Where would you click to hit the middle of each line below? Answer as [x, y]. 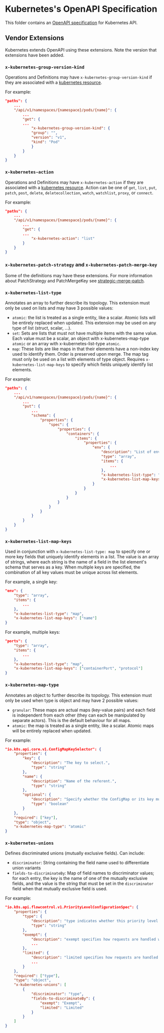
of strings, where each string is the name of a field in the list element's [76, 562]
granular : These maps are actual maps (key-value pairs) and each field [83, 710]
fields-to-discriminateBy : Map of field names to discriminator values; [83, 873]
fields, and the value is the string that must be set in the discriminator [83, 883]
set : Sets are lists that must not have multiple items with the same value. [85, 333]
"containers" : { [82, 434]
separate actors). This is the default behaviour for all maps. [72, 720]
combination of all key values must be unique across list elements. [72, 572]
